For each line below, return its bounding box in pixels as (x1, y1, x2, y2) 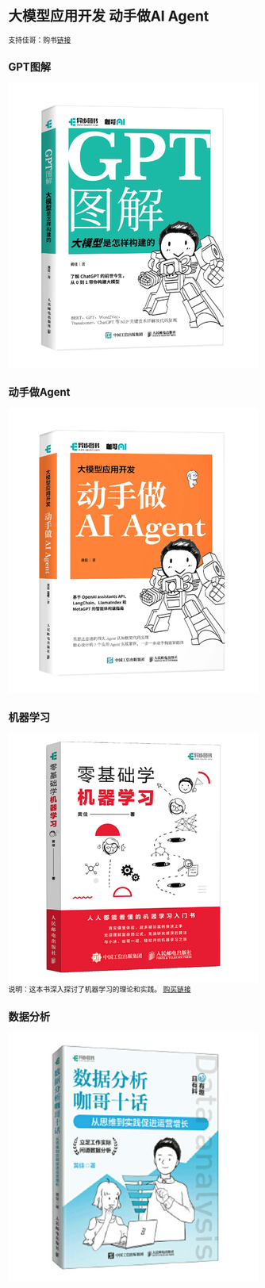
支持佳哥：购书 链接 (8, 35, 71, 44)
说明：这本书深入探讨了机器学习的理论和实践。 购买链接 (8, 984, 191, 994)
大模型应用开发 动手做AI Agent (8, 7, 209, 25)
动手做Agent (8, 385, 71, 399)
